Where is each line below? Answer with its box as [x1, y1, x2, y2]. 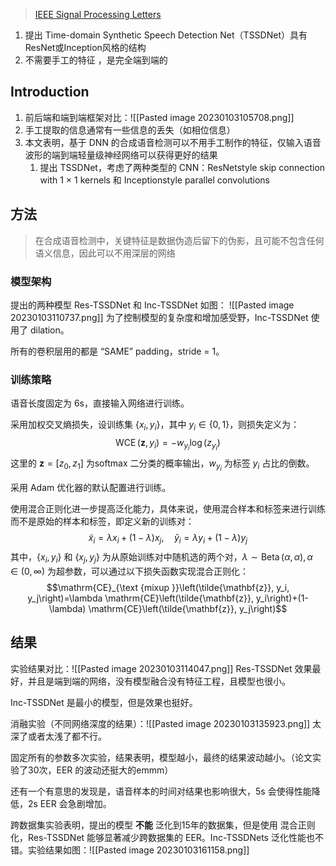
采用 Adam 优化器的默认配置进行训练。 [10, 482, 172, 494]
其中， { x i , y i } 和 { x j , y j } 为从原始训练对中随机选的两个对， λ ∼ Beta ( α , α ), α [10, 551, 313, 565]
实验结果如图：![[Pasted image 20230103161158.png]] [27, 844, 250, 856]
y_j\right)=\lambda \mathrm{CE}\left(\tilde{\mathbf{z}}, [27, 592, 254, 604]
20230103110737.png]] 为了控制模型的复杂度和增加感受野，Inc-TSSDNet [10, 311, 309, 323]
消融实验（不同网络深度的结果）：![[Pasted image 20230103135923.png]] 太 [10, 717, 322, 729]
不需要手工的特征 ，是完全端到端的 [24, 54, 168, 66]
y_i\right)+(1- [255, 592, 309, 604]
